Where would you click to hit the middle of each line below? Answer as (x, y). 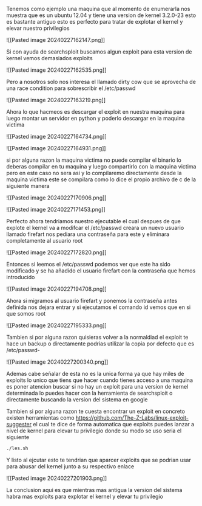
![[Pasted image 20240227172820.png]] (56, 252)
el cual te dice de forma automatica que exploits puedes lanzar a (114, 424)
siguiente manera (28, 186)
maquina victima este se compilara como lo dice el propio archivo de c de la (101, 179)
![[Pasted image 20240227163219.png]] (56, 100)
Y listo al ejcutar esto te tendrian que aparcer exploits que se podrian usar (99, 460)
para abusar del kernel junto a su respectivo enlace (70, 466)
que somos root (26, 314)
